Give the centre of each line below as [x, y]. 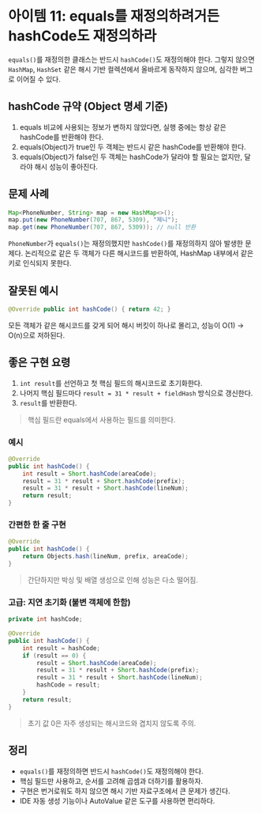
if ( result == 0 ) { [54, 656]
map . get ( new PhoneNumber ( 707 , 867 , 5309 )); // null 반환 [102, 227]
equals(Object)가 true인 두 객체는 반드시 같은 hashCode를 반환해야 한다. [133, 146]
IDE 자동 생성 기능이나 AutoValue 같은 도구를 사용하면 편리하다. [117, 800]
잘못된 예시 [34, 291]
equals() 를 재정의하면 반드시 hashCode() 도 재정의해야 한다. [111, 771]
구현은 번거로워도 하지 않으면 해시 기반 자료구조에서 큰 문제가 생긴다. [125, 791]
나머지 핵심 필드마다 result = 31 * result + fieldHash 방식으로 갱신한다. [136, 393]
